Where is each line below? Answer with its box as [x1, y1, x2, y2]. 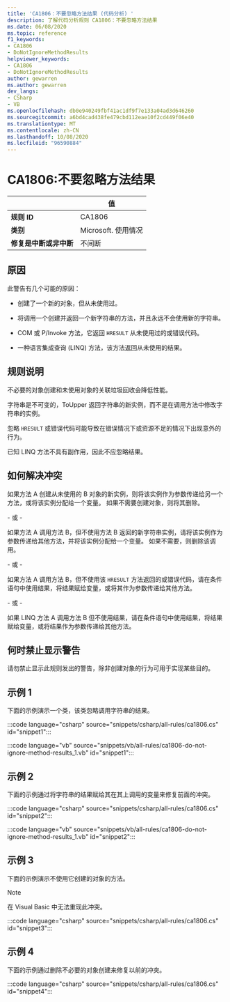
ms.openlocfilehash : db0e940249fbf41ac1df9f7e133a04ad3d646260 [7, 107, 195, 114]
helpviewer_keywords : [7, 56, 70, 63]
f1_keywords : [7, 36, 45, 43]
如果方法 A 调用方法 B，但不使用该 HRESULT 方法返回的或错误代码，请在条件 [7, 575, 222, 583]
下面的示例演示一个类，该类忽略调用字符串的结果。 [7, 707, 154, 715]
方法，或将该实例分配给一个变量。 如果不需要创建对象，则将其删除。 [7, 498, 204, 507]
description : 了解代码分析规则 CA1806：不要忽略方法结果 [7, 17, 158, 24]
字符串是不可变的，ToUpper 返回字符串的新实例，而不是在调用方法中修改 [7, 400, 217, 408]
